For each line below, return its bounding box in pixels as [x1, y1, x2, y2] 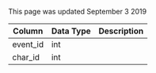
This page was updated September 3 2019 [8, 7, 147, 16]
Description [98, 25, 144, 36]
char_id [12, 52, 40, 63]
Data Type [51, 25, 91, 36]
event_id [12, 39, 44, 50]
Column [13, 25, 44, 36]
